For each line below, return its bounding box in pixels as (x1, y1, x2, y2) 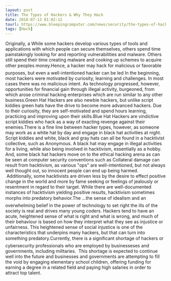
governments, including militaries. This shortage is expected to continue (5, 248, 158, 254)
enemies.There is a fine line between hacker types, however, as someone (5, 124, 159, 130)
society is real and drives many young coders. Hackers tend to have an (5, 208, 154, 214)
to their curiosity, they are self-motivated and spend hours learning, (5, 108, 147, 114)
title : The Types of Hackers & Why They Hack (5, 12, 103, 17)
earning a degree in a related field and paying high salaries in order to (5, 264, 152, 271)
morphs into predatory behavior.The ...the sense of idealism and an (5, 195, 146, 201)
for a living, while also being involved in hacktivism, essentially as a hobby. (5, 146, 162, 152)
